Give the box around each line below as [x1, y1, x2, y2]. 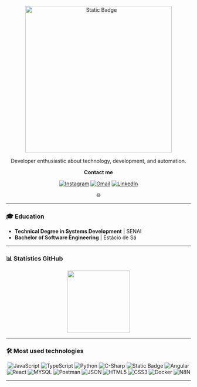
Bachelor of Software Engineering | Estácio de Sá [14, 234, 137, 241]
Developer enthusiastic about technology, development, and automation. [11, 158, 186, 164]
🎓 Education [6, 212, 45, 220]
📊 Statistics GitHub [6, 254, 63, 263]
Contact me [84, 169, 113, 175]
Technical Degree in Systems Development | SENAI [14, 228, 142, 235]
